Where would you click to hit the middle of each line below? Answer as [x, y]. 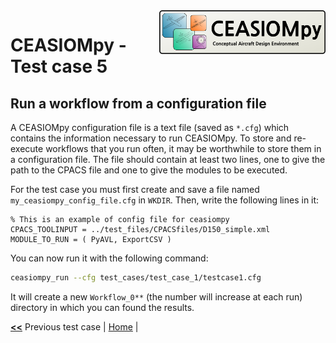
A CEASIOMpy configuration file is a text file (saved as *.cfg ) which [150, 127]
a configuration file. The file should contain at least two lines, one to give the [168, 159]
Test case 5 [59, 66]
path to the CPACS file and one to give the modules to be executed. [149, 170]
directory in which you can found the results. [102, 307]
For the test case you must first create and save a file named [135, 189]
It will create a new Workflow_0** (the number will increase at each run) [156, 296]
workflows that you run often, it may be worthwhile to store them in [183, 148]
